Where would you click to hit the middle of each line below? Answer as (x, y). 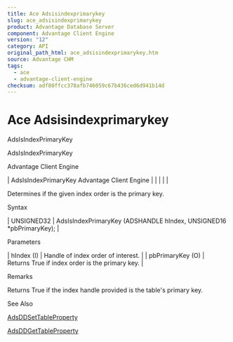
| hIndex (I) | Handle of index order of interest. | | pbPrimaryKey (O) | (106, 256)
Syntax (18, 207)
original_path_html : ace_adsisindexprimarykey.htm (83, 53)
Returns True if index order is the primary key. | (75, 263)
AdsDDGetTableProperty (43, 331)
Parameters (24, 242)
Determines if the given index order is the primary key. (86, 194)
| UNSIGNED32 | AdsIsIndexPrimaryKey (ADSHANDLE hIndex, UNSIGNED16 (117, 221)
